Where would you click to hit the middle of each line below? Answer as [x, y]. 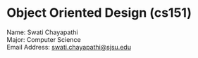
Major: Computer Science [44, 39]
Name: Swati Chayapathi [42, 32]
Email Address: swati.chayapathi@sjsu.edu [69, 47]
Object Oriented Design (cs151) [99, 13]
